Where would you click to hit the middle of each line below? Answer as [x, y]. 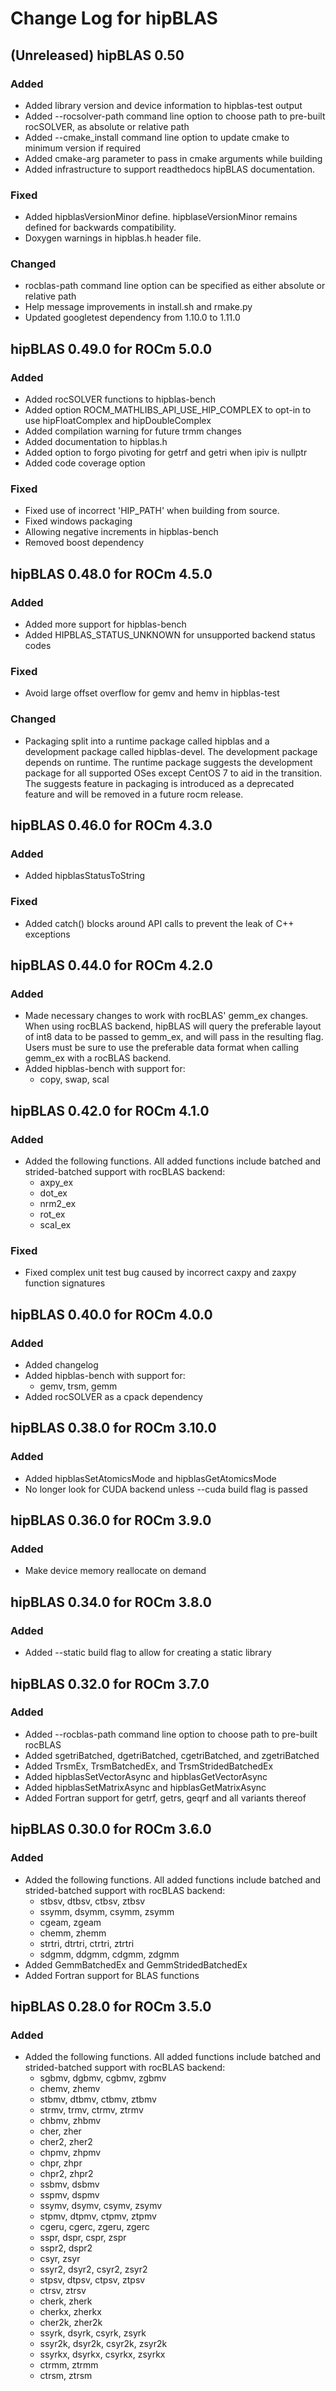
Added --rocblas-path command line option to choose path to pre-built [171, 1734]
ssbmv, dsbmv [69, 2184]
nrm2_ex [58, 1204]
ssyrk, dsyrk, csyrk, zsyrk [93, 2333]
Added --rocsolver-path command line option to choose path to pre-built [175, 116]
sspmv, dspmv [69, 2195]
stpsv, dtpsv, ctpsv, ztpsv [92, 2280]
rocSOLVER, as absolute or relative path [107, 126]
